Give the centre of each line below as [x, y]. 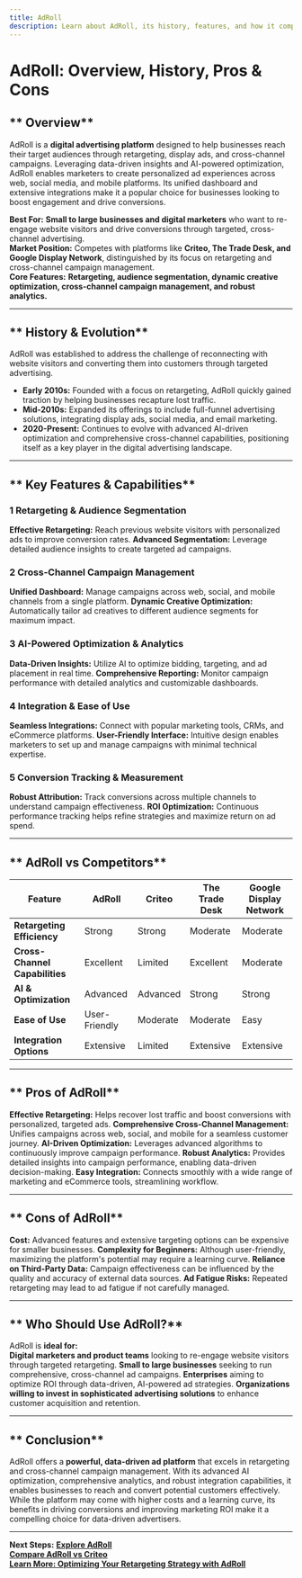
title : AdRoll [36, 18]
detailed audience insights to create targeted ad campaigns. [120, 549]
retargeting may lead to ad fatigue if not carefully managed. [120, 1287]
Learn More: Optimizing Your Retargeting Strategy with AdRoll [128, 1564]
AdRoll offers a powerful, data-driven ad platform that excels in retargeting [150, 1462]
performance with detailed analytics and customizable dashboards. [134, 682]
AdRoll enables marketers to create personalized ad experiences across [142, 173]
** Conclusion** [57, 1440]
